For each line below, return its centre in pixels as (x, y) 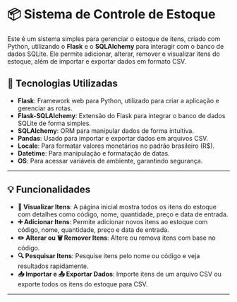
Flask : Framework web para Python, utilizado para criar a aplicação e (119, 100)
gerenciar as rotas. (45, 108)
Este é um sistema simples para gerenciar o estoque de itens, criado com (114, 39)
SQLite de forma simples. (54, 123)
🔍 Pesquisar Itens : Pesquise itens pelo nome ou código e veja (109, 255)
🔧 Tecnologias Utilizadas (62, 84)
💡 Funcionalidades (49, 190)
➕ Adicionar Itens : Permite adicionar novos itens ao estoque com (113, 221)
